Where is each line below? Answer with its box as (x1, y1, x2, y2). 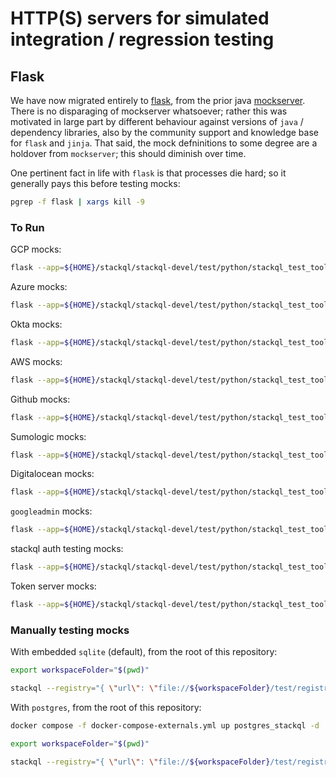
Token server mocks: (10, 580, 97, 592)
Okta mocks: (10, 318, 63, 330)
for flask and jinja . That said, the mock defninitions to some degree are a (10, 137, 318, 149)
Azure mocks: (10, 281, 68, 293)
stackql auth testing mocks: (10, 543, 124, 555)
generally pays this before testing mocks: (10, 178, 181, 189)
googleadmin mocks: (10, 505, 93, 517)
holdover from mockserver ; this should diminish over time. (10, 148, 247, 159)
